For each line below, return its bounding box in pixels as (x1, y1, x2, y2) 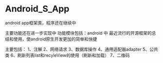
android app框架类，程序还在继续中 (5, 20, 76, 25)
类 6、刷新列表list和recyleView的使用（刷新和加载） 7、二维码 (5, 52, 130, 58)
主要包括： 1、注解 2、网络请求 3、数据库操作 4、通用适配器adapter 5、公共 (5, 46, 158, 52)
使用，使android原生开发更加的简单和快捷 (13, 36, 97, 42)
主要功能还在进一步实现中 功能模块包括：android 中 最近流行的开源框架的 (5, 30, 152, 36)
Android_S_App (5, 3, 70, 14)
